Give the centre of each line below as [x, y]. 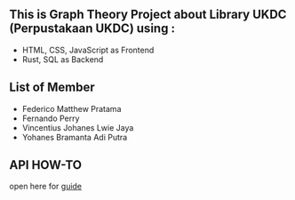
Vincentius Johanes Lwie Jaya [78, 127]
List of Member [52, 88]
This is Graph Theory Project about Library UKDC [148, 15]
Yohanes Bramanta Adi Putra [75, 137]
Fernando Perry [51, 118]
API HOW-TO [46, 165]
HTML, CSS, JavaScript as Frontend [88, 50]
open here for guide [46, 187]
